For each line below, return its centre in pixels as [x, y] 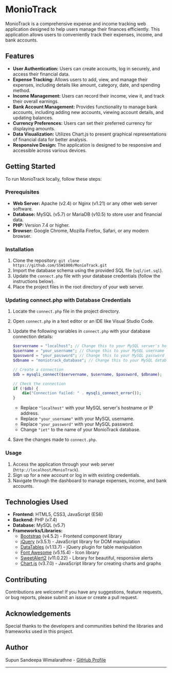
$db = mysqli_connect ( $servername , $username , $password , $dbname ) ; [87, 374]
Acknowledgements [38, 614]
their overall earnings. [36, 101]
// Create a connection [38, 370]
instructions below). [34, 281]
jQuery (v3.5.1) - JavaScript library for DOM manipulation [80, 542]
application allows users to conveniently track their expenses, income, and [84, 34]
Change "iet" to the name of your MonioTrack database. [80, 430]
